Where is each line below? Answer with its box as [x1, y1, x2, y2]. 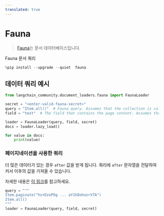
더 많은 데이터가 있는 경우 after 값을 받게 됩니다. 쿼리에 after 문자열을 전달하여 [5, 162, 157, 168]
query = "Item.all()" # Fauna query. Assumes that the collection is [5, 106, 152, 111]
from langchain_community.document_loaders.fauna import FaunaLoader [5, 93, 150, 98]
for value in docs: [5, 133, 45, 138]
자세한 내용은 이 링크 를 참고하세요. [5, 178, 70, 184]
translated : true [5, 7, 41, 12]
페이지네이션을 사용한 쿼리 [5, 150, 63, 157]
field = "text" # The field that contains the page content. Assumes [5, 111, 152, 116]
